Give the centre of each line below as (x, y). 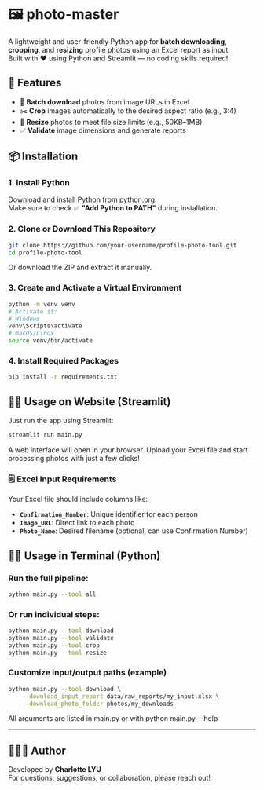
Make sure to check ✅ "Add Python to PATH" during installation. (113, 208)
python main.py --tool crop (54, 645)
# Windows (24, 319)
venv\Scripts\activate (45, 326)
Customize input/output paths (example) (88, 673)
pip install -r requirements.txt (63, 377)
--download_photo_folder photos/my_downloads (98, 704)
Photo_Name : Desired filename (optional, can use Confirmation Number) (134, 531)
